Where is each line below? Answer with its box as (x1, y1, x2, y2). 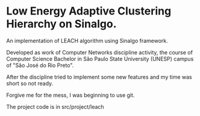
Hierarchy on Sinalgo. (6, 17, 117, 31)
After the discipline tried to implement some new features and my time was (6, 73, 193, 80)
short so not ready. (6, 80, 54, 87)
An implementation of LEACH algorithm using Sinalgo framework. (6, 37, 169, 44)
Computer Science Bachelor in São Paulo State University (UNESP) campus (6, 55, 194, 62)
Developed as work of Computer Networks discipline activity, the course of (6, 48, 193, 56)
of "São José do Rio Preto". (6, 62, 74, 69)
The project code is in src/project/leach (6, 103, 104, 110)
